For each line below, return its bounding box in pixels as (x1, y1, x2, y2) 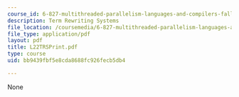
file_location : (7, 24, 53, 31)
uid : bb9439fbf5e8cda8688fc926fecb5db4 (7, 57, 126, 64)
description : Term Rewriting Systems (7, 17, 119, 24)
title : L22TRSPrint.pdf (7, 44, 78, 51)
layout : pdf (7, 37, 43, 44)
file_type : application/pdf (7, 30, 91, 38)
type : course (7, 51, 46, 58)
